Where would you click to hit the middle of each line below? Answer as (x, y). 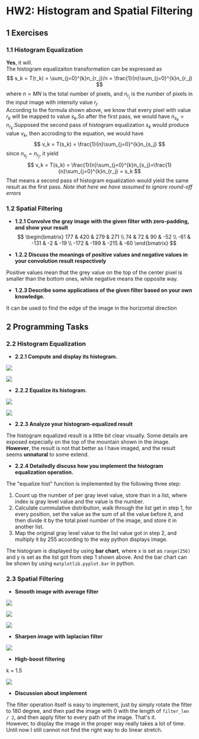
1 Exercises (27, 33)
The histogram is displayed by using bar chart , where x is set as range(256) (98, 550)
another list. (29, 527)
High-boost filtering (40, 659)
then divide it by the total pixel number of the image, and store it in (96, 520)
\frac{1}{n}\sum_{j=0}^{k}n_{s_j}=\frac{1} (121, 165)
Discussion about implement (51, 693)
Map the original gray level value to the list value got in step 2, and (96, 533)
